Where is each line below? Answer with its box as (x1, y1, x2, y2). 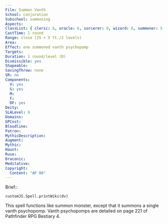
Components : (5, 77, 30, 82)
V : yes (10, 82, 24, 87)
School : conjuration (5, 12, 49, 17)
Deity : (5, 105, 19, 110)
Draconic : (5, 156, 26, 161)
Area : (5, 40, 17, 45)
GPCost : (5, 119, 22, 124)
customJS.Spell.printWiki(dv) (5, 194, 69, 199)
